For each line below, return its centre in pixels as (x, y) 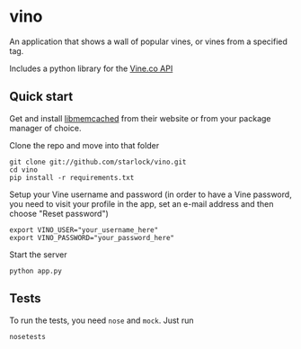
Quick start (41, 97)
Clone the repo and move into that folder (84, 145)
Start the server (38, 255)
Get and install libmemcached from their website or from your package (140, 118)
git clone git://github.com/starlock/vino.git (98, 162)
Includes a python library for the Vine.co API (91, 68)
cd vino (24, 170)
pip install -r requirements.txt (72, 177)
